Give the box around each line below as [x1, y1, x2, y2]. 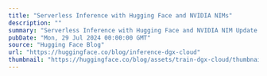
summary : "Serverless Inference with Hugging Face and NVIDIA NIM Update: [8, 26, 261, 34]
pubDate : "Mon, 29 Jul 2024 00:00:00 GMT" [8, 33, 151, 42]
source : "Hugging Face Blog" [8, 41, 105, 49]
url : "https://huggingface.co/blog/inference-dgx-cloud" [8, 48, 201, 56]
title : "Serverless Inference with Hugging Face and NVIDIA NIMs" [8, 11, 233, 20]
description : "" [8, 19, 62, 27]
